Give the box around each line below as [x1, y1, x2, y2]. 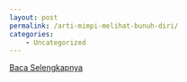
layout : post [9, 12, 58, 22]
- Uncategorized [25, 37, 87, 47]
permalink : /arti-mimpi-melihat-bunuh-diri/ [9, 21, 179, 30]
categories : [9, 29, 54, 38]
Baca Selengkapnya [9, 62, 84, 73]
